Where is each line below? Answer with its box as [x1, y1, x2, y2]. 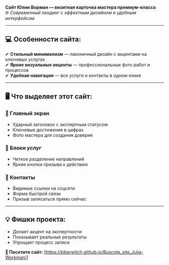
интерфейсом [5, 15, 35, 21]
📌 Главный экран [5, 110, 49, 117]
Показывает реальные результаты [12, 234, 87, 240]
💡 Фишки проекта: [5, 215, 66, 224]
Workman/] [5, 254, 29, 260]
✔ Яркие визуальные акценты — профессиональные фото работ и [5, 61, 150, 67]
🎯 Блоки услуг [5, 144, 42, 151]
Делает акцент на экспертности [12, 228, 82, 234]
